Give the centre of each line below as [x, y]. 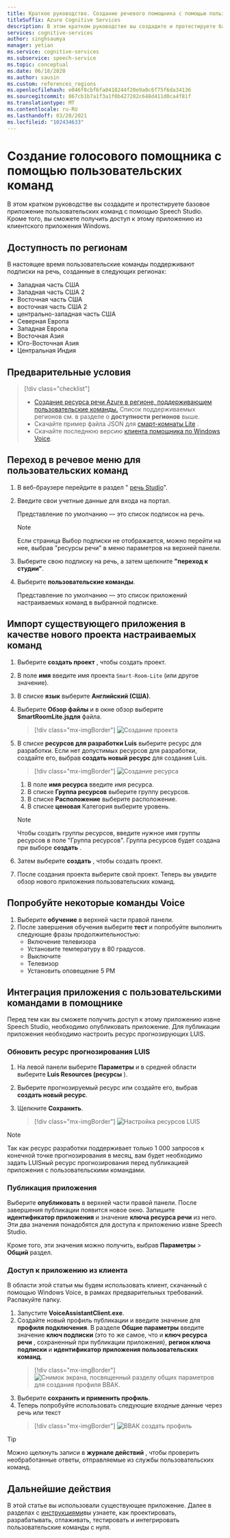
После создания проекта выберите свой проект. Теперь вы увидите [117, 874]
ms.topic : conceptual [38, 65]
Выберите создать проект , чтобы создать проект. [91, 662]
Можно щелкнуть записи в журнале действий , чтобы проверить [103, 1453]
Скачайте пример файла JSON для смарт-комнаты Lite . [116, 424]
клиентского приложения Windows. [59, 226]
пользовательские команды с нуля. [59, 1527]
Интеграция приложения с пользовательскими [114, 992]
